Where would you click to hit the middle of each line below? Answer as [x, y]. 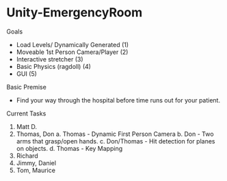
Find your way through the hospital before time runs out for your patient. [118, 100]
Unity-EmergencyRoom [75, 13]
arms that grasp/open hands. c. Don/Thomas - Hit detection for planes [116, 141]
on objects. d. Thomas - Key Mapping [69, 148]
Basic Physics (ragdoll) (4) [54, 66]
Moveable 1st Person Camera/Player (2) [72, 52]
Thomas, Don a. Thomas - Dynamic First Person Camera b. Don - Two [115, 134]
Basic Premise [27, 87]
